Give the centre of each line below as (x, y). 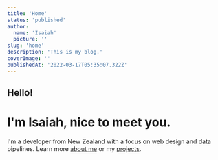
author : (18, 26)
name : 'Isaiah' (35, 33)
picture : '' (31, 39)
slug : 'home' (26, 46)
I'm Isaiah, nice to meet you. (89, 122)
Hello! (20, 93)
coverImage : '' (29, 59)
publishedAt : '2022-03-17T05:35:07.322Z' (67, 65)
